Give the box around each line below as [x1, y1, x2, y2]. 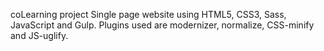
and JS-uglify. [10, 30, 69, 41]
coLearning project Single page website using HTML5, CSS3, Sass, [10, 9, 287, 20]
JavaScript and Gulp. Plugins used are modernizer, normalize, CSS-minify [10, 19, 315, 31]
